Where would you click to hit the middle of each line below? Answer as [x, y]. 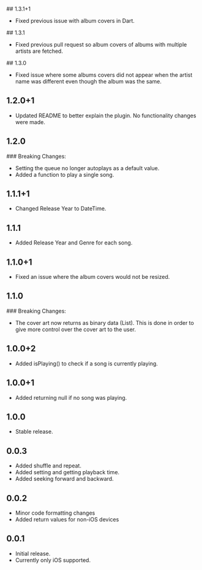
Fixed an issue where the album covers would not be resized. [92, 277]
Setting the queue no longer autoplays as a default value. [87, 168]
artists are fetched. [39, 51]
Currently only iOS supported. [53, 560]
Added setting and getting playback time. [67, 472]
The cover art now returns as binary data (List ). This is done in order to [104, 322]
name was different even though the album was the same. [88, 81]
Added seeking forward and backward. [65, 479]
